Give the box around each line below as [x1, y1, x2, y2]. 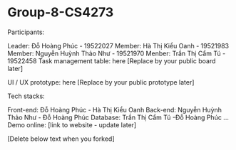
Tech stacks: [7, 92, 45, 100]
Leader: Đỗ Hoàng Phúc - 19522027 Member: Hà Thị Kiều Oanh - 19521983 [7, 41, 230, 50]
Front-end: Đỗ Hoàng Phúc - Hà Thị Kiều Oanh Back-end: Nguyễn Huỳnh [7, 105, 222, 114]
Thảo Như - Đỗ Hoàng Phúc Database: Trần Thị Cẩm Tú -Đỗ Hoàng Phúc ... [7, 113, 230, 122]
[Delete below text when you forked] [7, 134, 116, 143]
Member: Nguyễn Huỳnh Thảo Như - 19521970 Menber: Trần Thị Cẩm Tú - [7, 49, 226, 58]
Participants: [7, 28, 45, 36]
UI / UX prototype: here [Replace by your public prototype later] [7, 77, 195, 86]
